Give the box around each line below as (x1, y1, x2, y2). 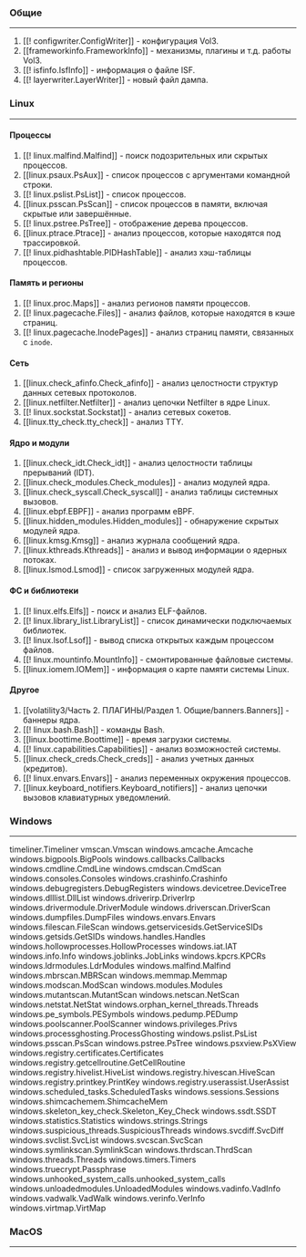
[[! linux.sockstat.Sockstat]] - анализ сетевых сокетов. (22, 407, 232, 418)
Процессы (9, 130, 52, 140)
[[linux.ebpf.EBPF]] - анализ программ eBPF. (22, 506, 195, 517)
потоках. (22, 555, 57, 566)
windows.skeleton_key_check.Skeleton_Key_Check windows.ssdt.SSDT (9, 1106, 277, 1117)
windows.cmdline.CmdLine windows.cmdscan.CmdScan (9, 864, 221, 875)
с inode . (22, 337, 53, 348)
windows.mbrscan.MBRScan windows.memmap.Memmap (9, 970, 228, 982)
